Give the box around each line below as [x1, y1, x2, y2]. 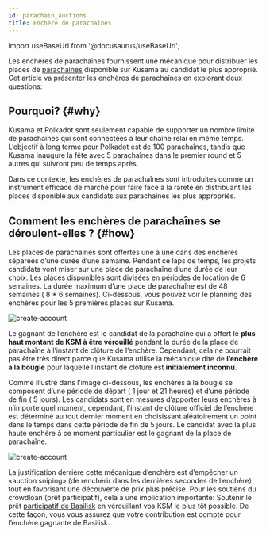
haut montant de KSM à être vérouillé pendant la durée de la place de [8, 338, 239, 347]
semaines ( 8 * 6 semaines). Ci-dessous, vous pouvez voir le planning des [8, 290, 253, 300]
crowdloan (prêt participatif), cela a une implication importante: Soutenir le [8, 493, 253, 503]
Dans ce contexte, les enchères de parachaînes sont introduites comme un [8, 174, 254, 184]
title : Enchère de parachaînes [8, 19, 112, 27]
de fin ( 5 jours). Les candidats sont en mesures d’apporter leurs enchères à [8, 395, 256, 404]
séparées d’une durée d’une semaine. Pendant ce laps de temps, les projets [8, 256, 256, 266]
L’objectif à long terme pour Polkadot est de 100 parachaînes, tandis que [8, 142, 245, 151]
